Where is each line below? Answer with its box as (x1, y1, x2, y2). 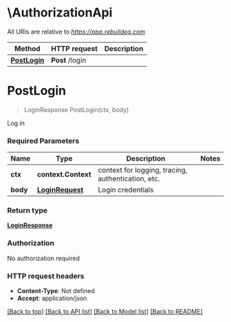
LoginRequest (36, 185, 84, 195)
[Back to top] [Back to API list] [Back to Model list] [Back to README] (7, 308, 203, 316)
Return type (7, 206, 48, 216)
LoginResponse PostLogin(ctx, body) (23, 105, 129, 114)
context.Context (36, 170, 91, 179)
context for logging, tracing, (98, 165, 188, 175)
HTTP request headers (7, 271, 85, 281)
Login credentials (98, 185, 154, 195)
